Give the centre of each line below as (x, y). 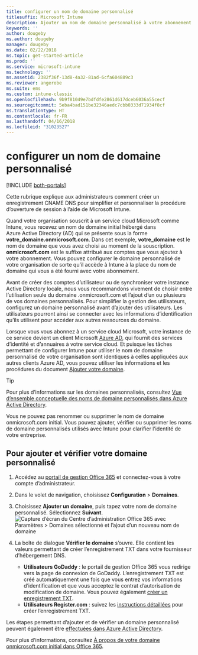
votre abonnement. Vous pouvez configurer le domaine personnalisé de (93, 258)
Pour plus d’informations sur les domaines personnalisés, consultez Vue (94, 392)
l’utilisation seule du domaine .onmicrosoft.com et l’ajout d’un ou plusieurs (96, 295)
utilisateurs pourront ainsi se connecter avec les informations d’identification (99, 313)
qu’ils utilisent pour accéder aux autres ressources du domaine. (84, 320)
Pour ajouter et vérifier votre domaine (77, 454)
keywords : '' (22, 28)
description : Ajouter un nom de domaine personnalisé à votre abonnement (99, 22)
